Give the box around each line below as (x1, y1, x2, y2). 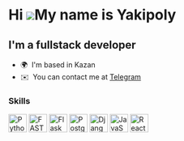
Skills (8, 95, 31, 106)
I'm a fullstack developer (8, 38, 136, 52)
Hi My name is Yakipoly (8, 6, 177, 24)
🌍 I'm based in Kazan (19, 60, 96, 70)
